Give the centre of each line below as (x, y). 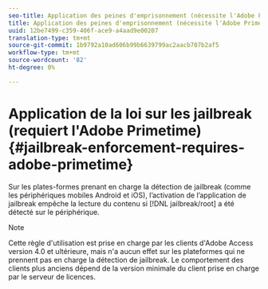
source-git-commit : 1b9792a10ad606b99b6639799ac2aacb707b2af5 (114, 45)
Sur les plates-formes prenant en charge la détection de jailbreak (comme (130, 186)
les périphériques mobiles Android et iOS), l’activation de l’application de (128, 195)
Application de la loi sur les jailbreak (130, 113)
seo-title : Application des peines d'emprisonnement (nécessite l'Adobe (132, 16)
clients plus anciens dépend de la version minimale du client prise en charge (134, 268)
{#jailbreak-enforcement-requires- (127, 147)
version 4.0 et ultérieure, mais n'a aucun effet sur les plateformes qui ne (127, 251)
